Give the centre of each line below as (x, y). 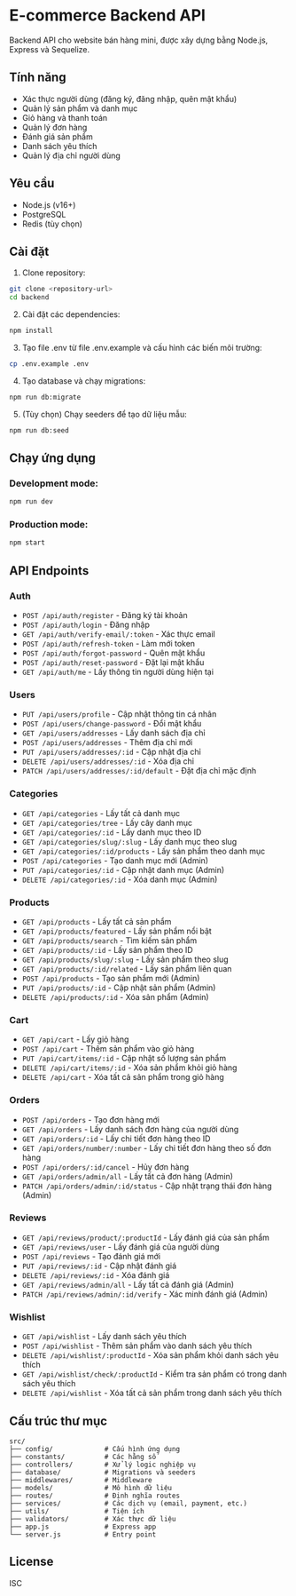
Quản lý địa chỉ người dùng (71, 155)
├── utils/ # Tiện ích (77, 1511)
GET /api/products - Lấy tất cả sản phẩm (97, 921)
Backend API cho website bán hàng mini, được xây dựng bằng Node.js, (139, 40)
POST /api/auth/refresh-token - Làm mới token (109, 644)
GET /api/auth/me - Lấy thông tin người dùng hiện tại (118, 672)
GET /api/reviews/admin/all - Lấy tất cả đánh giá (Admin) (128, 1284)
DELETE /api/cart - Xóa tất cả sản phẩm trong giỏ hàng (123, 1077)
